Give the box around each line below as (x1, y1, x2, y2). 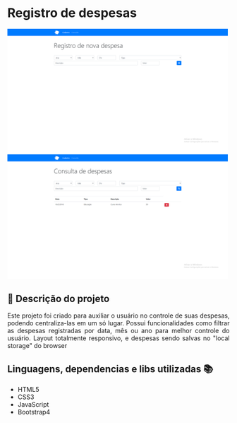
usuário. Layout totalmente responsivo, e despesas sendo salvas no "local (7, 334, 230, 342)
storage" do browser (7, 342, 68, 350)
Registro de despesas (7, 5, 138, 21)
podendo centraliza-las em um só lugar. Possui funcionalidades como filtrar (7, 319, 230, 328)
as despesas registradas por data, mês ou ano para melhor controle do (7, 327, 230, 335)
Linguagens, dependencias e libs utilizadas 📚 (7, 363, 214, 375)
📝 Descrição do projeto (7, 292, 110, 305)
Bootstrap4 (17, 408, 51, 417)
